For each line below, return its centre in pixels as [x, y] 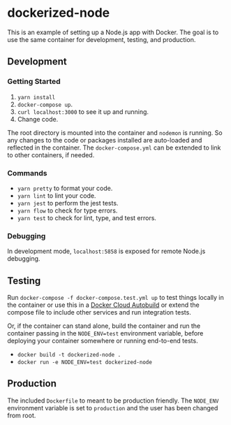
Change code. [38, 119]
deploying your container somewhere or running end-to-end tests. [103, 341]
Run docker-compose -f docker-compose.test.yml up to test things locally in [116, 298]
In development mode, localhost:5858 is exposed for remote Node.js [106, 251]
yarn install [36, 97]
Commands [27, 173]
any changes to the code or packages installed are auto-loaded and [105, 140]
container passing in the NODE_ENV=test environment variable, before [105, 333]
